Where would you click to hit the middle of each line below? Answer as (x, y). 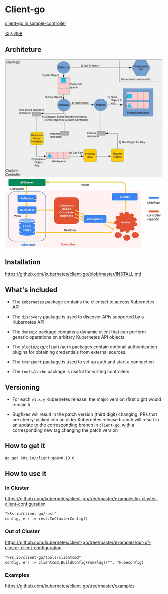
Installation (23, 262)
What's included (31, 289)
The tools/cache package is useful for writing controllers (71, 372)
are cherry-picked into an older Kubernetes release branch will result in (86, 419)
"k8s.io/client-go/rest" (31, 514)
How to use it (26, 474)
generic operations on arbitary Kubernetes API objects (68, 337)
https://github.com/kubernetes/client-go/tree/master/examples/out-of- (78, 542)
